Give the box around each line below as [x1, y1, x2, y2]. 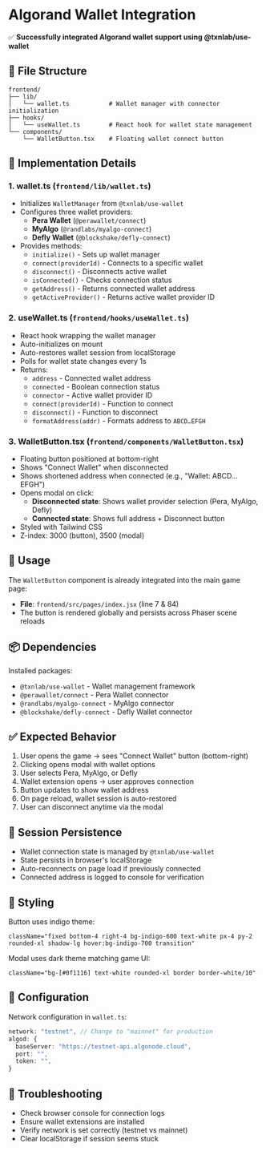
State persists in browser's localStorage [19, 855, 152, 865]
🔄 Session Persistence [8, 826, 123, 839]
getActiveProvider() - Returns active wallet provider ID [31, 293, 215, 302]
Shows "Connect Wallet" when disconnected [19, 462, 169, 472]
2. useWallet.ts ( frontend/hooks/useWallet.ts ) [8, 313, 190, 324]
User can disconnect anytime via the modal [19, 802, 163, 812]
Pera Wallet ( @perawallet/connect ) [31, 216, 147, 225]
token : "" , [15, 1057, 52, 1065]
